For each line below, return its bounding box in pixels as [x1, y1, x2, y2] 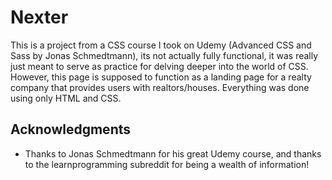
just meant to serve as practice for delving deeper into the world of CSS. [10, 60, 309, 72]
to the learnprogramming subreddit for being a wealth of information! [24, 158, 310, 170]
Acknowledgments [10, 121, 132, 138]
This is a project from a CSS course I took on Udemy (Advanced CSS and [10, 39, 312, 51]
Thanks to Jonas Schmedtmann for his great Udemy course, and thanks [24, 147, 322, 160]
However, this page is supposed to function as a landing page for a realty [10, 71, 312, 83]
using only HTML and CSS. [10, 92, 122, 104]
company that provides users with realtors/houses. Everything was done [10, 81, 310, 93]
